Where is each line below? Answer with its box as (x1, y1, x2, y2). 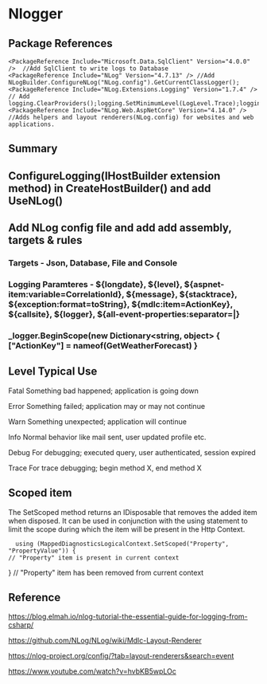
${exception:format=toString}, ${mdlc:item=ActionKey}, (8, 299, 233, 310)
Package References (8, 37, 113, 50)
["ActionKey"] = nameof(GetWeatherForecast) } (8, 340, 199, 351)
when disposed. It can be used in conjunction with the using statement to (8, 516, 249, 525)
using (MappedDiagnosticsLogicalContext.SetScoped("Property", (15, 540, 229, 548)
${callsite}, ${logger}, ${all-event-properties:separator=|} (8, 309, 240, 320)
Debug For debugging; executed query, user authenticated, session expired (8, 447, 256, 457)
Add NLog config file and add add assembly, (8, 221, 232, 235)
